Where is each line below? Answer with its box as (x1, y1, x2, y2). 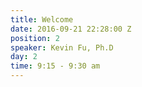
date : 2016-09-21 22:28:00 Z (10, 24, 132, 34)
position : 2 (10, 33, 60, 43)
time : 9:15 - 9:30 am (10, 61, 101, 71)
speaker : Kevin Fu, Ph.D (10, 42, 114, 53)
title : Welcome (10, 14, 74, 25)
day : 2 (10, 52, 38, 62)
